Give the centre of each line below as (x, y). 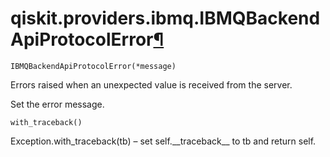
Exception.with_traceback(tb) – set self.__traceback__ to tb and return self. (163, 141)
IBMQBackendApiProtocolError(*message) (93, 66)
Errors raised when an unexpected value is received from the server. (151, 84)
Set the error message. (57, 104)
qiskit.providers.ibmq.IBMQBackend (165, 18)
